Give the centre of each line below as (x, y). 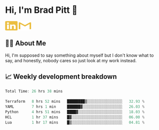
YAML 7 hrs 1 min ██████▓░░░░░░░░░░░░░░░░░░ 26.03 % (75, 107)
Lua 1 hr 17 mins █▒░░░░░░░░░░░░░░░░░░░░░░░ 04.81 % (75, 122)
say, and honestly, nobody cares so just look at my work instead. (71, 60)
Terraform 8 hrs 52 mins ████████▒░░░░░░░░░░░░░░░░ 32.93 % (75, 102)
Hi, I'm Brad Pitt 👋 (41, 10)
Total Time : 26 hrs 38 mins (34, 91)
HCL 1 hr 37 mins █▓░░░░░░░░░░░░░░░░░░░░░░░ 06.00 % (75, 117)
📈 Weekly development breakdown (61, 77)
